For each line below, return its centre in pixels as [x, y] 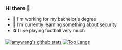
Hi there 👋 [18, 8]
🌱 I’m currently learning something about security [65, 24]
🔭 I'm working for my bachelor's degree [54, 19]
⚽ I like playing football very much [49, 31]
